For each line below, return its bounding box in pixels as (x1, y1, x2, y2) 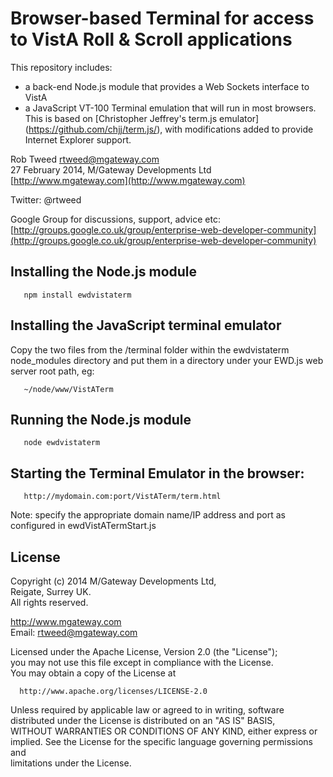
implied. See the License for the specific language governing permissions (10, 736, 313, 747)
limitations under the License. (10, 757, 132, 769)
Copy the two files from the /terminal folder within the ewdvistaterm (10, 343, 290, 356)
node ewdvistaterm (23, 438, 101, 448)
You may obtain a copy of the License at (10, 667, 177, 679)
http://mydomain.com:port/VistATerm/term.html (23, 492, 222, 502)
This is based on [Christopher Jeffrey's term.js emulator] (24, 112, 260, 124)
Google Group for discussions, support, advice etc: (10, 213, 221, 225)
